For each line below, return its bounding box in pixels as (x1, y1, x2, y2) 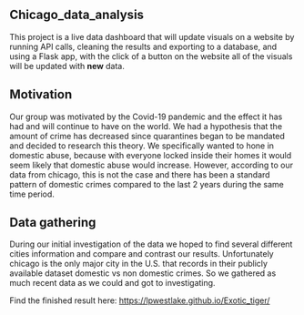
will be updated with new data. (9, 60, 125, 71)
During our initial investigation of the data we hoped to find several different (9, 239, 293, 249)
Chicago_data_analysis (9, 7, 144, 23)
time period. (9, 188, 55, 199)
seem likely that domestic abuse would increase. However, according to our (9, 159, 294, 170)
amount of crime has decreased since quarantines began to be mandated (9, 130, 285, 141)
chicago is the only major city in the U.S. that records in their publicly (9, 259, 269, 269)
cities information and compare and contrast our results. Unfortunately (9, 249, 275, 259)
